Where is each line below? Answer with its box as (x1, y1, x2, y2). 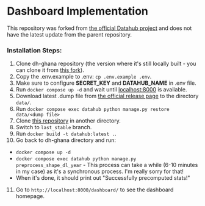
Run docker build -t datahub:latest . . (15, 130, 117, 138)
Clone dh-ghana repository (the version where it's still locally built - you (15, 60, 196, 68)
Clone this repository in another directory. (15, 117, 121, 124)
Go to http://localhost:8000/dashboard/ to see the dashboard (15, 186, 174, 193)
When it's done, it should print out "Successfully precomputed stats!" (15, 174, 191, 182)
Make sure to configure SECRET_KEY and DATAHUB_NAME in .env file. (15, 79, 197, 87)
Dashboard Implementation (7, 4, 149, 18)
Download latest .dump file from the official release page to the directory (15, 93, 199, 100)
